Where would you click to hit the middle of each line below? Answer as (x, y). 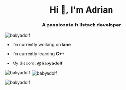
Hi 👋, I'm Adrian (81, 10)
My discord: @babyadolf (37, 63)
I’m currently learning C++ (39, 54)
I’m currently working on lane (41, 45)
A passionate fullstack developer (81, 25)
